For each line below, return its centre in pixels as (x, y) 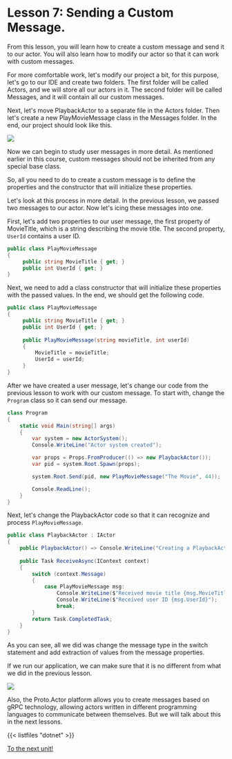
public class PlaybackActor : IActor (61, 535)
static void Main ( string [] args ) (68, 426)
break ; (66, 607)
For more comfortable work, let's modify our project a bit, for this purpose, (113, 75)
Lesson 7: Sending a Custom (90, 13)
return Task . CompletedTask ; (72, 619)
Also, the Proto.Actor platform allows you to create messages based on (108, 700)
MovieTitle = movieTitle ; (72, 353)
